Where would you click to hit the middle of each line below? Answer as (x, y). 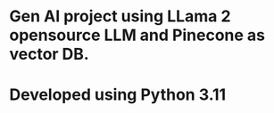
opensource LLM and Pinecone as (137, 35)
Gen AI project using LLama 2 (120, 16)
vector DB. (49, 54)
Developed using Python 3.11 (118, 95)
